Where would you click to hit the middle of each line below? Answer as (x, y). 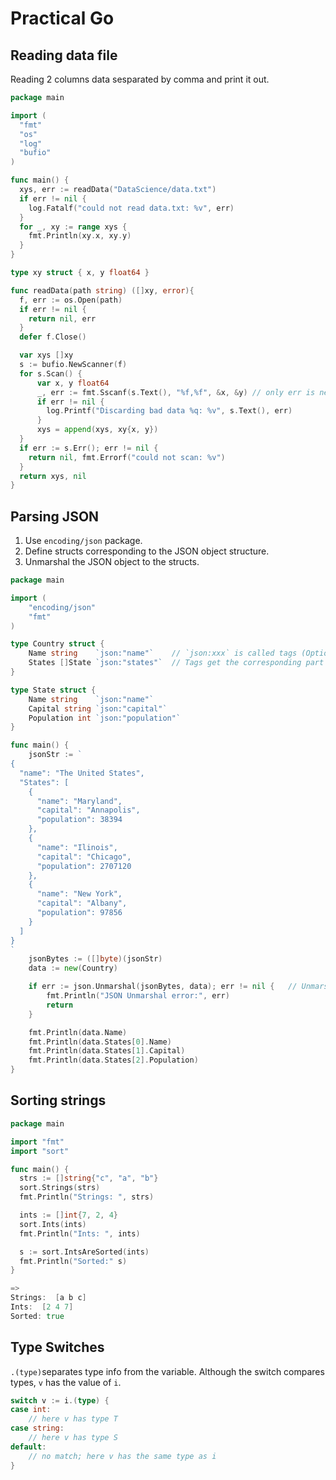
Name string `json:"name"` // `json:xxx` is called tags (163, 653)
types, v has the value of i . (66, 1382)
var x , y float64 (73, 383)
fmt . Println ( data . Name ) (78, 1032)
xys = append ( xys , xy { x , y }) (97, 430)
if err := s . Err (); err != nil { (89, 448)
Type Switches (57, 1347)
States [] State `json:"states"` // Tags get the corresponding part (176, 663)
